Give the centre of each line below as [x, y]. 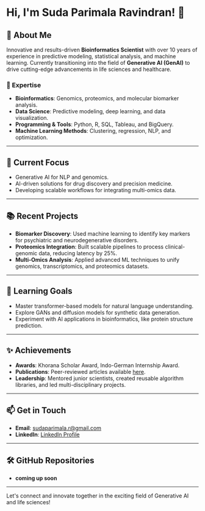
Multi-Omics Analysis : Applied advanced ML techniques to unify [97, 259]
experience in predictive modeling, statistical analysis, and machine [91, 56]
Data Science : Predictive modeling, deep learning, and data [90, 111]
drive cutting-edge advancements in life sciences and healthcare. [89, 69]
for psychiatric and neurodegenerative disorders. [77, 240]
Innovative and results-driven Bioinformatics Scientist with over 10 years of [102, 50]
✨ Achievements [39, 350]
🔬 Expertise [24, 85]
